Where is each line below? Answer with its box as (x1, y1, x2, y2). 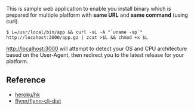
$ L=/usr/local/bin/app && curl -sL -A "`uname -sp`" (6, 29, 143, 35)
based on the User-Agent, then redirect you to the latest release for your (6, 51, 184, 59)
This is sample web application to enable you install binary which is (6, 5, 171, 12)
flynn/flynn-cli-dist (14, 97, 61, 104)
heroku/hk (14, 91, 41, 98)
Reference (6, 75, 46, 85)
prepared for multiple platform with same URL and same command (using (6, 11, 188, 19)
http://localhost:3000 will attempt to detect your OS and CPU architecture (6, 45, 187, 52)
